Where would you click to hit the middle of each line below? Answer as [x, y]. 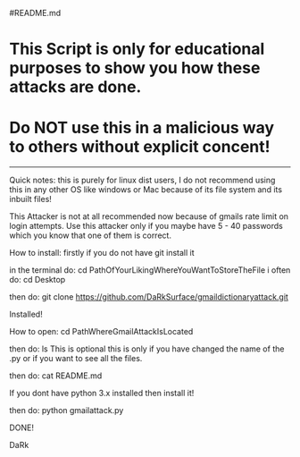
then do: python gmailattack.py [67, 410]
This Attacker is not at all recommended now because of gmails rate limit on [149, 216]
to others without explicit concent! [140, 147]
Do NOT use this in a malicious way [142, 128]
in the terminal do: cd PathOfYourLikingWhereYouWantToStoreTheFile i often [150, 270]
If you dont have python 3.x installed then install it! [102, 394]
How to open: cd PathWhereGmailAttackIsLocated [101, 332]
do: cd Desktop [37, 280]
